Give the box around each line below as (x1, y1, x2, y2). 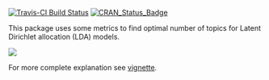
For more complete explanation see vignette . (8, 63, 158, 72)
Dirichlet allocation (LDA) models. (8, 32, 120, 41)
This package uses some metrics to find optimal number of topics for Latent (8, 23, 261, 32)
